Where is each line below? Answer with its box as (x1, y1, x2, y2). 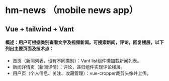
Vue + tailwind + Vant (5, 24, 74, 33)
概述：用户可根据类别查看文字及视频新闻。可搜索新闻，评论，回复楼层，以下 (5, 39, 164, 45)
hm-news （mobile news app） (5, 4, 138, 16)
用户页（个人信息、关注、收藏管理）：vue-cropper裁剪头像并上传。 (12, 70, 151, 76)
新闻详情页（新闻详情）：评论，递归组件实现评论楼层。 (12, 63, 125, 70)
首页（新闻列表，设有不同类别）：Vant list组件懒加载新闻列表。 (12, 57, 142, 63)
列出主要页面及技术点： (5, 45, 54, 51)
